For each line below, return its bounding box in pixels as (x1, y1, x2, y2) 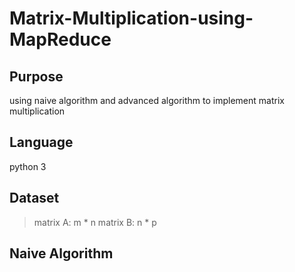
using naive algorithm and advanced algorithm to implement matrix (9, 95, 285, 106)
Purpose (9, 68, 64, 85)
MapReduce (9, 28, 112, 51)
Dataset (9, 190, 60, 207)
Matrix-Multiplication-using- (9, 7, 254, 30)
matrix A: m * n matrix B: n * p (33, 216, 157, 228)
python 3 (9, 160, 47, 172)
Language (9, 134, 74, 151)
